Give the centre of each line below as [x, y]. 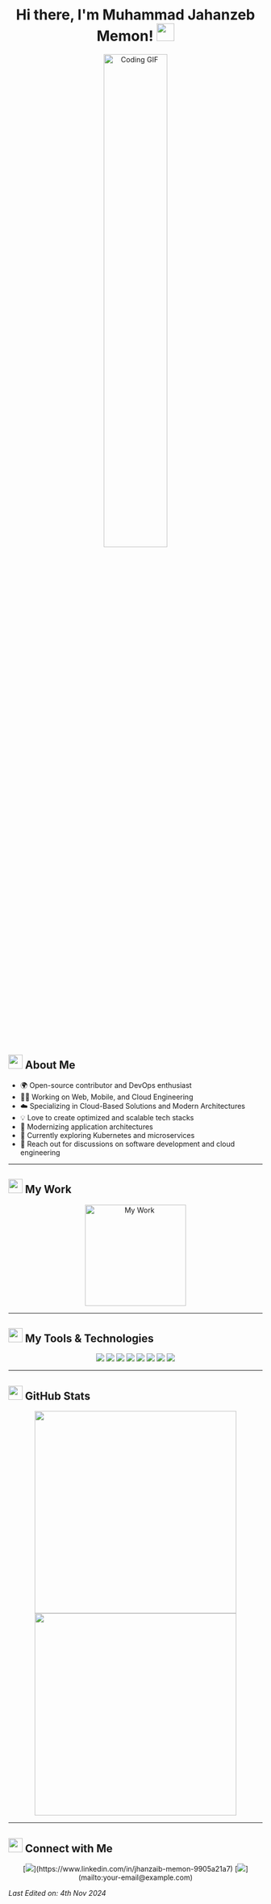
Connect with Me [69, 1849]
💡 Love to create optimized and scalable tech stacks [107, 1117]
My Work [48, 1189]
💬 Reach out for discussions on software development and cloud [127, 1144]
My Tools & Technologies [90, 1338]
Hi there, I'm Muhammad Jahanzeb [135, 15]
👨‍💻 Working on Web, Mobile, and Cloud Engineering [106, 1097]
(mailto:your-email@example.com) [135, 1877]
